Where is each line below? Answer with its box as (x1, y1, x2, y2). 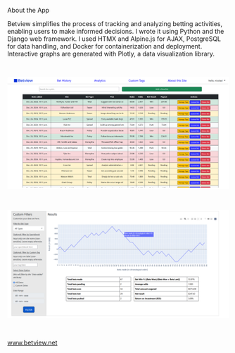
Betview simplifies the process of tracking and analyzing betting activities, (7, 20, 223, 27)
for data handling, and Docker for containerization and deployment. (7, 42, 203, 50)
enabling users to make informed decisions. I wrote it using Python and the (7, 27, 224, 35)
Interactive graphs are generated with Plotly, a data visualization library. (7, 49, 215, 58)
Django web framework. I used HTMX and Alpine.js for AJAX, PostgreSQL (7, 35, 222, 43)
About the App (7, 6, 50, 14)
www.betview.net (7, 338, 58, 347)
